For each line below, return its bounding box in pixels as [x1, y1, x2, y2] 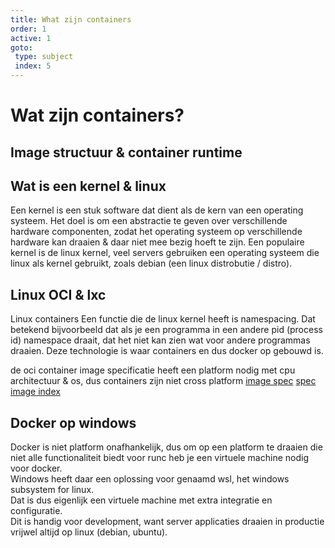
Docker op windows [10, 414, 137, 431]
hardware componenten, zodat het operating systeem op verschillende [10, 226, 303, 238]
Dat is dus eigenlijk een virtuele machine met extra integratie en [10, 494, 273, 506]
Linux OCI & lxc [10, 286, 107, 303]
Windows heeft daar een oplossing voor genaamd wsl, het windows [10, 473, 290, 485]
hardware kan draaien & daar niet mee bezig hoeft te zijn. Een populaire [10, 236, 305, 248]
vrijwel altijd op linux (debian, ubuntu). [10, 526, 168, 538]
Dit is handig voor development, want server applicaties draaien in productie [10, 516, 325, 528]
